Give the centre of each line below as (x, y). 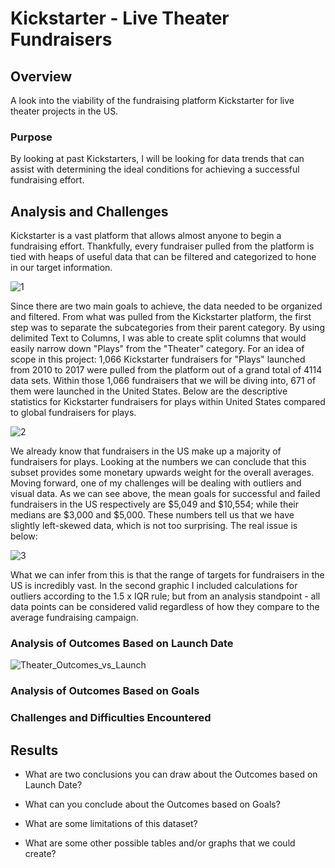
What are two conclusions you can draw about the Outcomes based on (171, 774)
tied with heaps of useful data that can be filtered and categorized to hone (163, 257)
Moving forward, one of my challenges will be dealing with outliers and (156, 483)
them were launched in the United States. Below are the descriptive (149, 391)
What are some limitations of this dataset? (111, 824)
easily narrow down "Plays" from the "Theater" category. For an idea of (157, 349)
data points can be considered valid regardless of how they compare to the (165, 607)
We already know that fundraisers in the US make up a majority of (146, 451)
